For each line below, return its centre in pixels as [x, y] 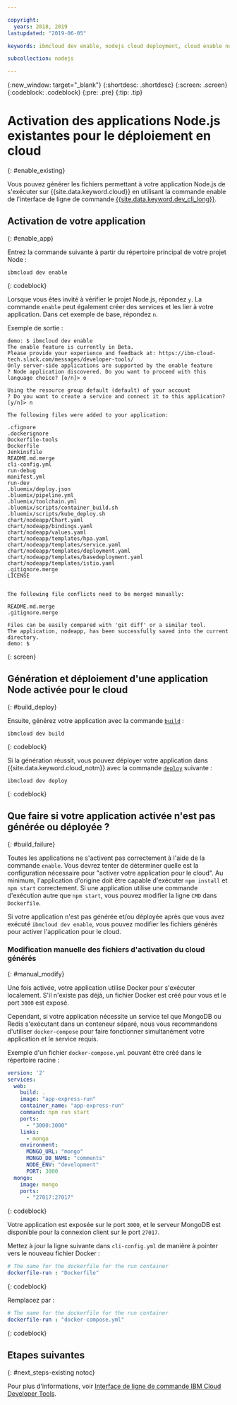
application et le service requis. [53, 1039]
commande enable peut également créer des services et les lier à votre [110, 306]
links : [30, 1132]
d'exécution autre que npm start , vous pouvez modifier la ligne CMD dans [112, 895]
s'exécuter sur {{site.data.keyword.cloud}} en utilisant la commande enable [117, 192]
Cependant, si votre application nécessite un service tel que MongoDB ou [114, 1016]
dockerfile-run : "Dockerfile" [53, 1273]
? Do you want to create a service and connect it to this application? [116, 396]
